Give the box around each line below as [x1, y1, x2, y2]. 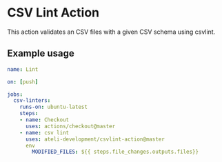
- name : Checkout [19, 117, 70, 123]
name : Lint [7, 65, 39, 73]
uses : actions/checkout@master [25, 123, 116, 130]
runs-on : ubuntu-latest [19, 103, 88, 111]
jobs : [7, 91, 23, 98]
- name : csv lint [19, 129, 70, 136]
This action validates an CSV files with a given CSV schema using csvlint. [7, 28, 216, 36]
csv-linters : [13, 97, 51, 104]
